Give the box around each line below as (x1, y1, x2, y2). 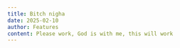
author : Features (7, 23, 59, 30)
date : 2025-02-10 (7, 17, 59, 24)
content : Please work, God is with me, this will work (7, 30, 174, 37)
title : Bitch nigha (7, 10, 65, 18)
